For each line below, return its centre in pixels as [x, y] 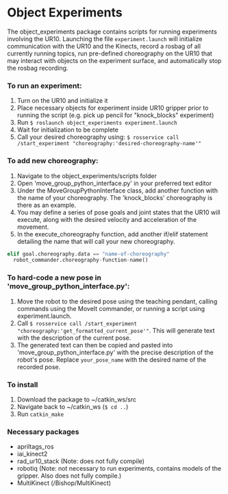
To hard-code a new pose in [54, 277]
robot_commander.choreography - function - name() [81, 260]
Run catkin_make [40, 414]
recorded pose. [39, 367]
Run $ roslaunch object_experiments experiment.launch [97, 123]
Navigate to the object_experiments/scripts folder [87, 175]
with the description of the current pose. [74, 338]
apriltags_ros [35, 447]
